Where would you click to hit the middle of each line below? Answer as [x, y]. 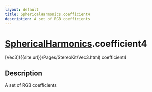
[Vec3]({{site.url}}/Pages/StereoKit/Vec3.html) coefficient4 [66, 57]
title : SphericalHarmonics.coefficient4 [48, 14]
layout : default [22, 10]
